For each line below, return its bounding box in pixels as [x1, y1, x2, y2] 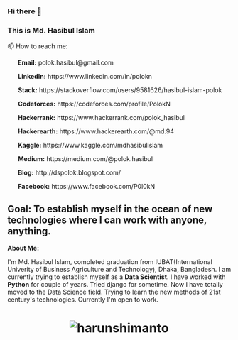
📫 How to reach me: [7, 42, 68, 50]
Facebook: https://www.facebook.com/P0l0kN [17, 182, 156, 191]
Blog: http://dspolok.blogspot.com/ [17, 168, 121, 177]
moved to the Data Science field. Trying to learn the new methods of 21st [7, 287, 222, 297]
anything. [7, 225, 51, 237]
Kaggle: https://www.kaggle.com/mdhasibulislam [17, 141, 163, 150]
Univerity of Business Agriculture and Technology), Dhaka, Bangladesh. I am [7, 265, 232, 274]
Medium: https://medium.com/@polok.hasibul [17, 155, 153, 163]
